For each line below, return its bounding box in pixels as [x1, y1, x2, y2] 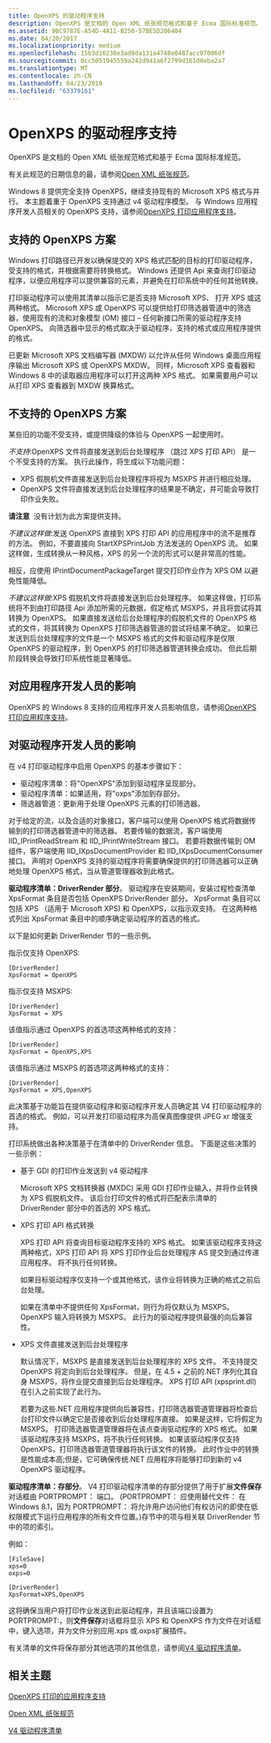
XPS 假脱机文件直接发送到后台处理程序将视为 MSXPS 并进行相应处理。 [19, 474, 256, 483]
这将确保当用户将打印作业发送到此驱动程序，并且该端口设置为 [8, 1605, 214, 1615]
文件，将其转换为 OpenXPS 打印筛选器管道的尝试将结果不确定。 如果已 [22, 623, 258, 633]
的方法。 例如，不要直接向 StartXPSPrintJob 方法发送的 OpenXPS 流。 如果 [8, 538, 259, 548]
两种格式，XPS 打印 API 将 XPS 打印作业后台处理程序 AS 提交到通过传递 [19, 1248, 260, 1257]
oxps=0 [8, 1569, 31, 1578]
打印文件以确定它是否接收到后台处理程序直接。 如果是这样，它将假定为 [27, 1414, 263, 1423]
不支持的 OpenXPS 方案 [8, 407, 127, 420]
